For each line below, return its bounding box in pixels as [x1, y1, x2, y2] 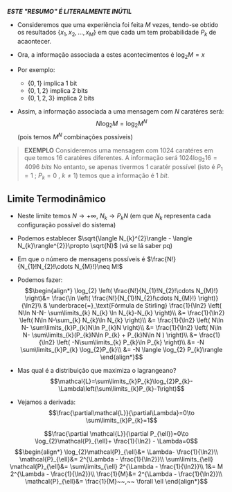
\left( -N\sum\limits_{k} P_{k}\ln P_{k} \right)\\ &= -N [56, 337, 204, 346]
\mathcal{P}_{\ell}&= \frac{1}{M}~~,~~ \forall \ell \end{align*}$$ [25, 477, 208, 485]
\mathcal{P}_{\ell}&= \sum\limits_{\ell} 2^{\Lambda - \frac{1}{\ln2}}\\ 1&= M [9, 462, 224, 471]
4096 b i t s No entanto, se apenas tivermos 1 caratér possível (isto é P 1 [24, 162, 223, 173]
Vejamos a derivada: [17, 398, 76, 406]
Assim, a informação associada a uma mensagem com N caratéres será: [17, 107, 224, 115]
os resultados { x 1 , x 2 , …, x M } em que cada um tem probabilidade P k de [17, 28, 217, 38]
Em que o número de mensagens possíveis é [17, 254, 145, 263]
